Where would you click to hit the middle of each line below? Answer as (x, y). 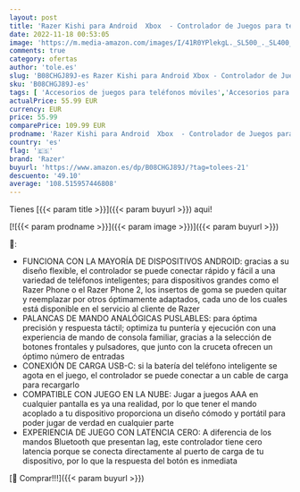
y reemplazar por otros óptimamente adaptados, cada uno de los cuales (154, 300)
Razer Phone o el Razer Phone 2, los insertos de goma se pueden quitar (154, 290)
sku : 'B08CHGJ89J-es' (50, 84)
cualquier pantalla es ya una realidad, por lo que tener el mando (139, 404)
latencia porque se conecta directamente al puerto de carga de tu (143, 452)
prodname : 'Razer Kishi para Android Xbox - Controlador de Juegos (142, 134)
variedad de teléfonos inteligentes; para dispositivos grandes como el (150, 280)
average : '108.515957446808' (63, 184)
